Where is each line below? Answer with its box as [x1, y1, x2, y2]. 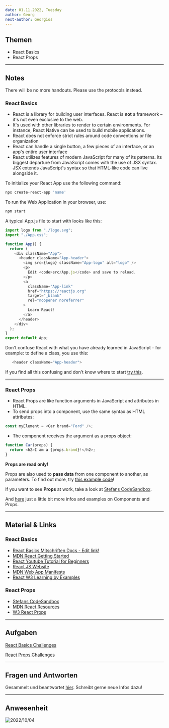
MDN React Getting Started [12, 553, 69, 559]
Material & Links [5, 521, 57, 529]
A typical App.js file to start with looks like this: [5, 218, 102, 224]
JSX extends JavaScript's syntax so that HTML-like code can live [12, 165, 148, 171]
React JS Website [12, 563, 49, 569]
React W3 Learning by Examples [12, 574, 80, 580]
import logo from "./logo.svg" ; [5, 228, 73, 233]
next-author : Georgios [5, 17, 53, 22]
